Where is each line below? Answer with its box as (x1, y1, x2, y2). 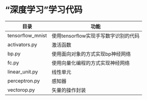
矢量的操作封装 (52, 86, 86, 93)
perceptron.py (7, 77, 40, 84)
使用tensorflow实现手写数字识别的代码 (52, 32, 140, 39)
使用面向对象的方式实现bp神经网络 (52, 50, 131, 57)
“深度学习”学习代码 (5, 4, 83, 15)
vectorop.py (7, 86, 35, 93)
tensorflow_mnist (7, 32, 47, 39)
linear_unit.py (7, 68, 38, 75)
